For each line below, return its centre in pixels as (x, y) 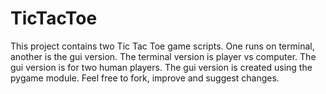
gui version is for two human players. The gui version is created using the (161, 67)
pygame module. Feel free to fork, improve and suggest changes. (145, 78)
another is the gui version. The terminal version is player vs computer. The (163, 56)
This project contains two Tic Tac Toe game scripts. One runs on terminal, (162, 46)
